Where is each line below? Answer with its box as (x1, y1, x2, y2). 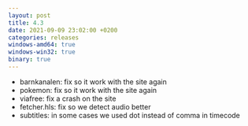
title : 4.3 (8, 19, 44, 27)
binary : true (8, 56, 51, 64)
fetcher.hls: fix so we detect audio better (19, 102, 151, 111)
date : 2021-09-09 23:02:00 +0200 (8, 26, 118, 34)
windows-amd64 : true (8, 41, 76, 49)
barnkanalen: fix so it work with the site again (19, 76, 167, 87)
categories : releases (8, 33, 80, 42)
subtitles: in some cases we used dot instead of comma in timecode (19, 110, 240, 120)
